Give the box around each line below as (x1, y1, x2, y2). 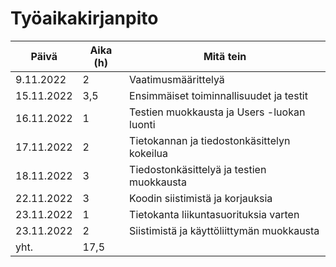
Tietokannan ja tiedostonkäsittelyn (129, 133, 291, 147)
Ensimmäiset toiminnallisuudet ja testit (129, 88, 308, 102)
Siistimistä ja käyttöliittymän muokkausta (129, 223, 320, 237)
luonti (129, 117, 156, 131)
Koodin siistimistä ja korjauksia (129, 191, 273, 205)
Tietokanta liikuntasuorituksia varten (129, 207, 300, 221)
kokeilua (129, 146, 169, 160)
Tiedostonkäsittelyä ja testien (129, 162, 267, 176)
